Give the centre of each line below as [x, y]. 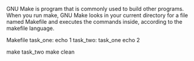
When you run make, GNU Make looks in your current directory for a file [97, 15]
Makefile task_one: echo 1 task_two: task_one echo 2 [73, 40]
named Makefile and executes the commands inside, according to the [95, 22]
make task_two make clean [41, 52]
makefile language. [30, 28]
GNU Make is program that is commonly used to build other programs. [95, 9]
